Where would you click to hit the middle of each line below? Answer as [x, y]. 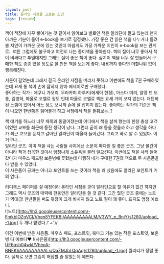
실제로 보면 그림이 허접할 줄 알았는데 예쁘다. [53, 257]
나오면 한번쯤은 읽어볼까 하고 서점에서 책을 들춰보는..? [61, 111]
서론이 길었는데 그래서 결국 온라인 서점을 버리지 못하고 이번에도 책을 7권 [73, 80]
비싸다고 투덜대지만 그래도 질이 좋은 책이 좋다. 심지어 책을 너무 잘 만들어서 [81, 58]
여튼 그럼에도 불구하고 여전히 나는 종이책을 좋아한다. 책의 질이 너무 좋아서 [82, 51]
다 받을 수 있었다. [22, 164]
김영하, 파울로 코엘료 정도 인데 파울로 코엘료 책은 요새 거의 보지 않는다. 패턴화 [85, 99]
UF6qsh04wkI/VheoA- [28, 245]
